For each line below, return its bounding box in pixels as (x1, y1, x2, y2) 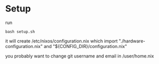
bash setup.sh (5, 29, 35, 34)
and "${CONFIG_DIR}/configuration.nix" (44, 43, 128, 49)
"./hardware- (118, 38, 145, 44)
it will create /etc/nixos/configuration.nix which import (5, 38, 118, 44)
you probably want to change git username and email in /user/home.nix (5, 53, 154, 59)
